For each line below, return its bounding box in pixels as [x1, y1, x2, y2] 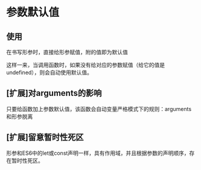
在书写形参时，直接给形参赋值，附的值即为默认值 [6, 49, 128, 55]
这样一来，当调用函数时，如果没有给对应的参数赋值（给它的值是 [6, 61, 165, 68]
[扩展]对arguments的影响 [6, 88, 102, 98]
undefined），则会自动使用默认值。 [6, 69, 92, 76]
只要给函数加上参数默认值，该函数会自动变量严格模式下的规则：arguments [6, 105, 192, 112]
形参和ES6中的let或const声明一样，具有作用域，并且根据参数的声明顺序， [6, 149, 190, 157]
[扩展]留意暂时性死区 [6, 132, 84, 142]
